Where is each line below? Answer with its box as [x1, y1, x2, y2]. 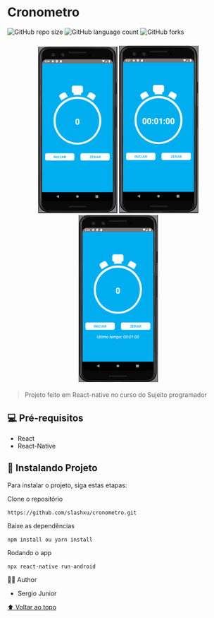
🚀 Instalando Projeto [7, 462, 98, 474]
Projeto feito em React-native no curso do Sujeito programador [24, 391, 208, 399]
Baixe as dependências [7, 521, 75, 530]
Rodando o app [7, 548, 52, 557]
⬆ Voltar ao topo [7, 602, 57, 611]
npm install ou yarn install [7, 536, 93, 543]
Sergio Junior [17, 589, 57, 598]
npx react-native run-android [7, 563, 96, 570]
